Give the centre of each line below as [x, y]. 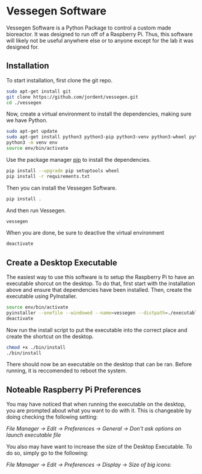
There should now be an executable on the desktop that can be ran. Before [99, 365]
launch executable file [34, 435]
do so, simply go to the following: [47, 453]
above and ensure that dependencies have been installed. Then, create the [99, 290]
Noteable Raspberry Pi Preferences [74, 389]
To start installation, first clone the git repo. [60, 80]
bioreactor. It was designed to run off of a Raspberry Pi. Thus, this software [99, 34]
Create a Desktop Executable [62, 263]
